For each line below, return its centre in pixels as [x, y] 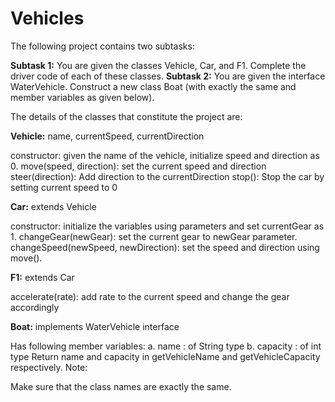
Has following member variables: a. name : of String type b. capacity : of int [166, 346]
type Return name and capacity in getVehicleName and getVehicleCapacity [165, 356]
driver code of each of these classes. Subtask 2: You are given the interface [168, 76]
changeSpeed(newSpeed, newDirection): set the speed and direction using [165, 247]
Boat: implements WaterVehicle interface [95, 326]
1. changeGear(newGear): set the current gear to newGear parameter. [154, 236]
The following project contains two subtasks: [102, 46]
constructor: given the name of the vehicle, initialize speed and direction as [165, 155]
